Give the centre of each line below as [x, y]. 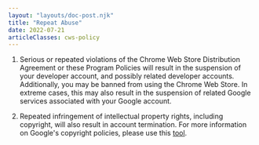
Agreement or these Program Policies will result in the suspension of [130, 68]
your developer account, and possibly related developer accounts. [127, 76]
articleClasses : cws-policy [54, 37]
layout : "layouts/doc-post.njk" [61, 15]
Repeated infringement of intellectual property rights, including [121, 116]
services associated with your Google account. [95, 101]
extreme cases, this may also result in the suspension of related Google [135, 93]
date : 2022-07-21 [36, 30]
